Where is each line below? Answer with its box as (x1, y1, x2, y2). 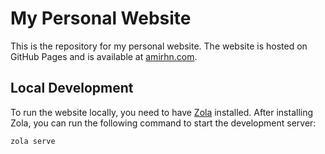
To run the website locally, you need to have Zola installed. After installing (10, 106, 314, 118)
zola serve (10, 136, 56, 146)
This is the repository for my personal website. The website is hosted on (10, 40, 308, 52)
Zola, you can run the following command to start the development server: (10, 117, 317, 129)
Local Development (10, 80, 134, 97)
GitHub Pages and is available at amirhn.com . (10, 50, 198, 62)
